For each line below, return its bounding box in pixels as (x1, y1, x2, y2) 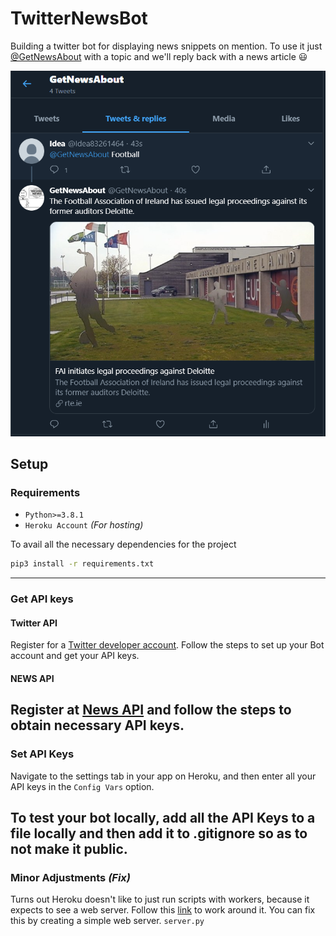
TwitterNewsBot (10, 7, 148, 30)
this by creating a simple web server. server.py (10, 915, 205, 927)
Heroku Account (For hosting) (24, 519, 144, 531)
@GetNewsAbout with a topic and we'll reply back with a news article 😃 (10, 50, 308, 62)
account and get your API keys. (10, 650, 140, 662)
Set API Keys (10, 747, 75, 761)
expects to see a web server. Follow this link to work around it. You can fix (10, 904, 316, 916)
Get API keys (10, 592, 74, 606)
